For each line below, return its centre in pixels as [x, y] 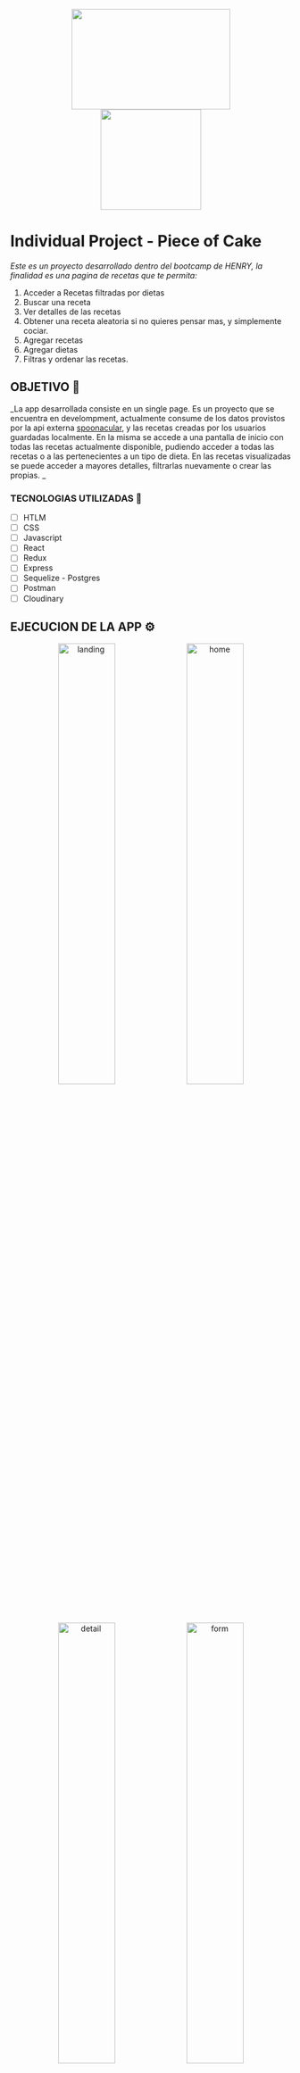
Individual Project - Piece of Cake [136, 241]
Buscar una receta [57, 302]
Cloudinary [43, 598]
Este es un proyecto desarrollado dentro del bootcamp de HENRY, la [136, 266]
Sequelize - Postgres [62, 578]
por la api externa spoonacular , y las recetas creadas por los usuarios [138, 428]
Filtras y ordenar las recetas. [75, 359]
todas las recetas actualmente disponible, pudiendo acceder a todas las [142, 446]
